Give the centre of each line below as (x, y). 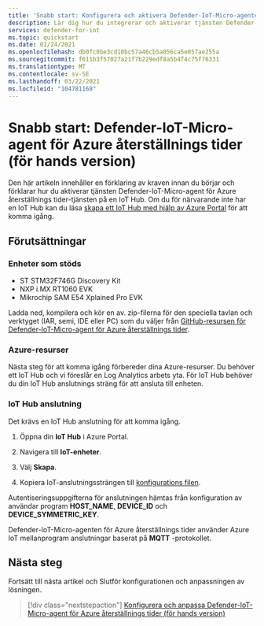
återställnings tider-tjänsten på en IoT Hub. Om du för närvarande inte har (127, 200)
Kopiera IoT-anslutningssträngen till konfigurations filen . (110, 482)
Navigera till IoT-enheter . (60, 452)
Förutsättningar (47, 241)
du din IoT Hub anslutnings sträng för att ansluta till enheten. (106, 383)
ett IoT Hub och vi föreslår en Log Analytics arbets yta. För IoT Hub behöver (130, 376)
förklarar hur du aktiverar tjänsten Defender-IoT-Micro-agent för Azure (122, 191)
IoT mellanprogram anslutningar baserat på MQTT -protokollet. (110, 538)
